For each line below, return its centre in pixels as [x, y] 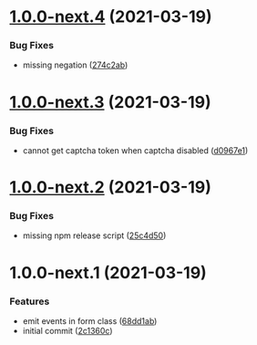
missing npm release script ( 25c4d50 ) [94, 235]
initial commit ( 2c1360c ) [67, 330]
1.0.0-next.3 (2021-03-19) [110, 102]
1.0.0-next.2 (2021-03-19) [110, 188]
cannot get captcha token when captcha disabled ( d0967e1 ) [135, 150]
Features [30, 301]
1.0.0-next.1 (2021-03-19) [108, 272]
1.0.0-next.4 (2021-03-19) [111, 17]
